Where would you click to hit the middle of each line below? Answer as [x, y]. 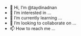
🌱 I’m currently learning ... [36, 18]
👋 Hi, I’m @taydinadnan [33, 8]
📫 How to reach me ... [32, 28]
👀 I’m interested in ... [30, 13]
